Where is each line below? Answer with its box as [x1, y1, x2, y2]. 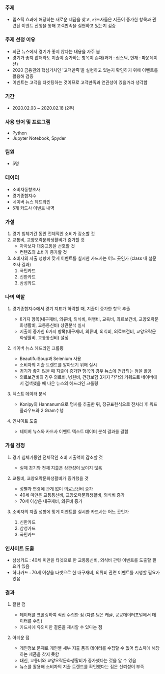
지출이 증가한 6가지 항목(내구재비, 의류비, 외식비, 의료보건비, [19, 328, 136, 334]
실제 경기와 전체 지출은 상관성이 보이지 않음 [19, 465, 102, 471]
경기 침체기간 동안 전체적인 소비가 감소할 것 [12, 231, 95, 237]
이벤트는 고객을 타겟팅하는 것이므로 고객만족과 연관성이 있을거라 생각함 [12, 79, 148, 85]
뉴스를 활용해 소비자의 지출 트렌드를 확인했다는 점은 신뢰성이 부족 [19, 664, 144, 670]
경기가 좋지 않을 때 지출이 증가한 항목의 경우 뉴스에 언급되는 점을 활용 [19, 368, 152, 374]
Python [12, 130, 27, 136]
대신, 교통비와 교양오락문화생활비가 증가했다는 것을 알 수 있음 [19, 658, 137, 664]
